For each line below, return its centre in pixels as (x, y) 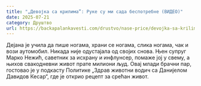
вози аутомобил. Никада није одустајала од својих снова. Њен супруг (96, 52)
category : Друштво (29, 23)
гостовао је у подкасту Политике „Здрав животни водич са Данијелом (97, 70)
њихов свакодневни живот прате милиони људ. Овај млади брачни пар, (99, 64)
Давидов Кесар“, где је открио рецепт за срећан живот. (77, 77)
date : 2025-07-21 (28, 17)
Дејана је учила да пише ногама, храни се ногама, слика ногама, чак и (97, 45)
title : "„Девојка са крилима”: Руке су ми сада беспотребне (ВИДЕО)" (95, 12)
